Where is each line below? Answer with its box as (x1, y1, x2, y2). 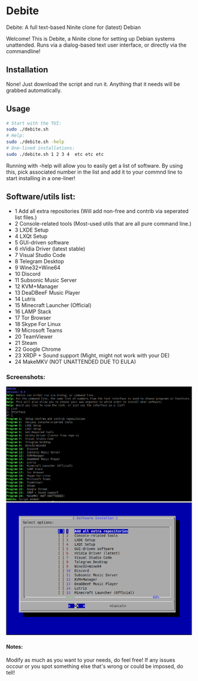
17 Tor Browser (14, 314, 51, 321)
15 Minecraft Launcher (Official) (14, 301, 92, 308)
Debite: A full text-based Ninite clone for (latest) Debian (6, 24, 141, 31)
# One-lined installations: (6, 145, 75, 151)
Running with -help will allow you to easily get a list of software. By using (6, 162, 183, 169)
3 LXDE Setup (14, 226, 49, 233)
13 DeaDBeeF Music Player (14, 289, 81, 296)
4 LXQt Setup (14, 232, 48, 240)
